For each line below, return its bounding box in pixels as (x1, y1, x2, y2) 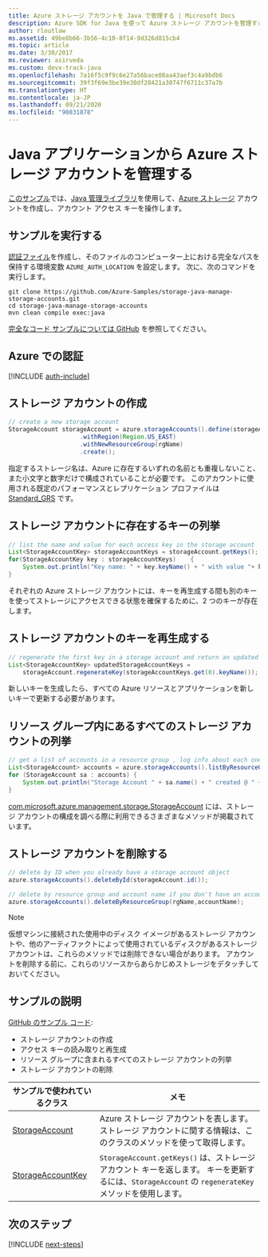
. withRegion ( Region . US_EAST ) (79, 433, 177, 441)
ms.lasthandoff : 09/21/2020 (8, 101, 102, 109)
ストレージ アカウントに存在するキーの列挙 (8, 519, 221, 533)
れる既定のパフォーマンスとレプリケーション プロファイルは (22, 483, 220, 493)
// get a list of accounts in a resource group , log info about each (8, 756, 248, 764)
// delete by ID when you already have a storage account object (8, 869, 230, 877)
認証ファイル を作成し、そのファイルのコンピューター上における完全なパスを (8, 251, 260, 261)
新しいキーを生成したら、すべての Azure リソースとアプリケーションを (8, 683, 241, 693)
